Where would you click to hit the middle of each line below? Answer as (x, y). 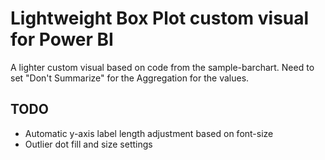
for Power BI (62, 39)
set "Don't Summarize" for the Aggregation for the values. (130, 78)
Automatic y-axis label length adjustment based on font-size (149, 133)
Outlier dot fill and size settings (88, 144)
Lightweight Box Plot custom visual (160, 18)
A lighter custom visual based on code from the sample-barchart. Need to (162, 67)
